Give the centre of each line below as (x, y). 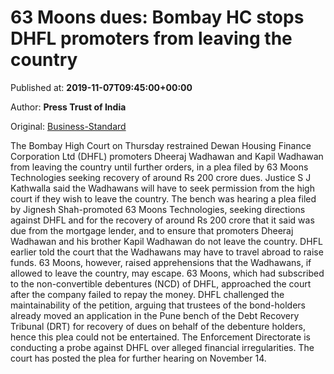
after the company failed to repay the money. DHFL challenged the (147, 294)
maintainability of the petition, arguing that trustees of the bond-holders (158, 305)
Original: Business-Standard (68, 126)
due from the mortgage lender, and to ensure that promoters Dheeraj (152, 230)
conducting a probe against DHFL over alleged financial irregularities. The (162, 347)
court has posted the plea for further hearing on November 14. (138, 358)
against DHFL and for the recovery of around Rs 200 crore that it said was (162, 220)
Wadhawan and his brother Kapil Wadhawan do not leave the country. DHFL (166, 241)
